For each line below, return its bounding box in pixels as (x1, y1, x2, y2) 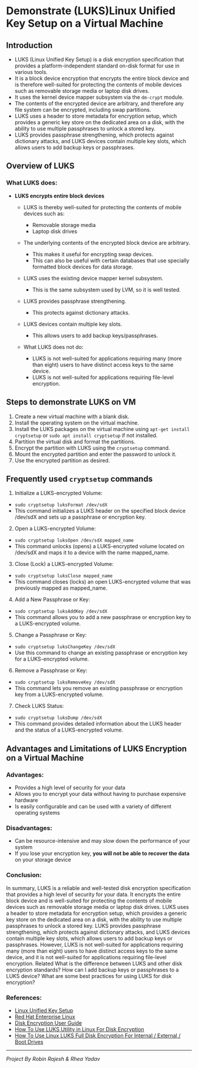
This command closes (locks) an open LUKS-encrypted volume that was (14, 578, 191, 585)
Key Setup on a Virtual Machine (6, 17, 164, 30)
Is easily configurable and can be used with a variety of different (14, 803, 172, 810)
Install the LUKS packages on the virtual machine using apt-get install (14, 425, 190, 432)
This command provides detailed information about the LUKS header (14, 720, 181, 727)
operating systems (14, 809, 60, 816)
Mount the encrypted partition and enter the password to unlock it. (14, 451, 177, 458)
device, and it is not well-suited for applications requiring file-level (6, 953, 167, 960)
